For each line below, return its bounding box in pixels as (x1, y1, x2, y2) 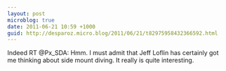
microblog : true (7, 17, 55, 24)
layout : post (7, 10, 46, 17)
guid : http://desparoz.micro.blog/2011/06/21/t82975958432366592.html (7, 29, 218, 37)
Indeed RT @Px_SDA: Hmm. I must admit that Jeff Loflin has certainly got (7, 49, 219, 57)
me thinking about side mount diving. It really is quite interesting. (7, 56, 194, 65)
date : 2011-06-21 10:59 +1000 (7, 23, 96, 30)
